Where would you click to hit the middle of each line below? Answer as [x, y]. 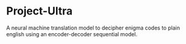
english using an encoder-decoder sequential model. [72, 34]
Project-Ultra [39, 11]
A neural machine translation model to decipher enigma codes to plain [93, 28]
